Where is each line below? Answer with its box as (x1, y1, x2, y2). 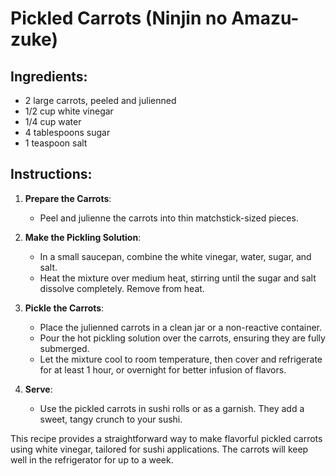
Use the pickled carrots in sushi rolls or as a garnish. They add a (39, 402, 305, 414)
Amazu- (231, 7, 300, 30)
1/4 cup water (24, 116, 82, 127)
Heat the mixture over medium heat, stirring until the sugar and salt (39, 272, 317, 284)
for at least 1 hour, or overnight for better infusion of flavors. (39, 363, 287, 376)
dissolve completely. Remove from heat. (39, 282, 205, 294)
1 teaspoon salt (24, 137, 88, 149)
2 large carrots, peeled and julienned (24, 95, 177, 106)
